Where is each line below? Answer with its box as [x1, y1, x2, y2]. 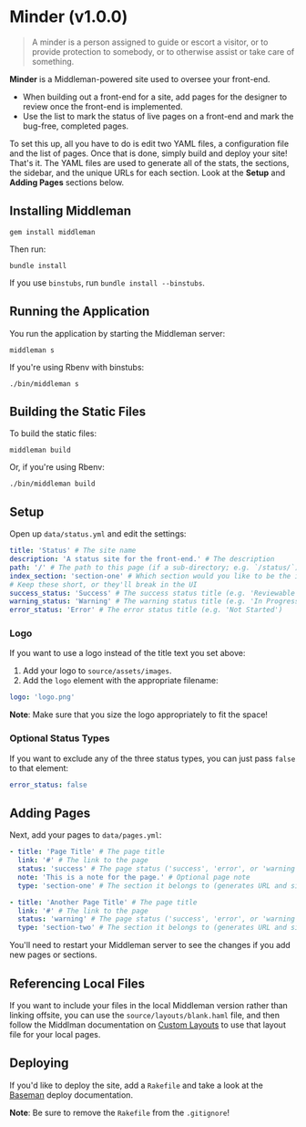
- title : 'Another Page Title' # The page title [9, 897, 198, 907]
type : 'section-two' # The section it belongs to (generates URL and [17, 924, 287, 933]
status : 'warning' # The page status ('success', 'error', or [17, 914, 259, 924]
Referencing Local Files [9, 976, 146, 991]
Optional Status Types [9, 732, 110, 745]
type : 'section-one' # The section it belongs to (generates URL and [17, 881, 287, 891]
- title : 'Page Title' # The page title [9, 847, 166, 857]
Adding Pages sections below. [9, 176, 125, 188]
